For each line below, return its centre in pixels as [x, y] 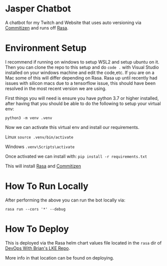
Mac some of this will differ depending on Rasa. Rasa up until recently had [81, 77]
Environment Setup [46, 48]
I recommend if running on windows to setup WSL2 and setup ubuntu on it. [82, 62]
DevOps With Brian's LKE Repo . [38, 248]
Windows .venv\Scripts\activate [40, 146]
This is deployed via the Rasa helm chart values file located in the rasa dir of [83, 242]
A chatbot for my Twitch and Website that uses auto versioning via [73, 22]
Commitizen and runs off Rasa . [37, 27]
